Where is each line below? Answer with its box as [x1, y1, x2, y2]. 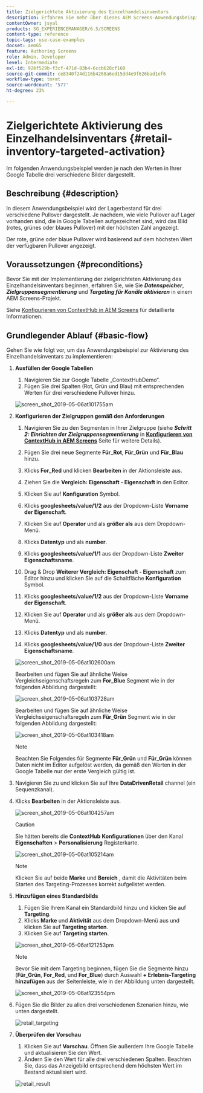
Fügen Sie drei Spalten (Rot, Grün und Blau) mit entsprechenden [24, 383, 184, 390]
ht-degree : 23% [6, 88, 45, 94]
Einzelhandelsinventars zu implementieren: [6, 353, 113, 360]
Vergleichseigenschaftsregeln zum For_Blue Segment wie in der [14, 677, 175, 684]
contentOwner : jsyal [6, 20, 59, 26]
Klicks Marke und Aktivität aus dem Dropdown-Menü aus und [24, 917, 180, 924]
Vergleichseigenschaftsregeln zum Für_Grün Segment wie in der [14, 713, 176, 721]
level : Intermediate [6, 59, 59, 65]
